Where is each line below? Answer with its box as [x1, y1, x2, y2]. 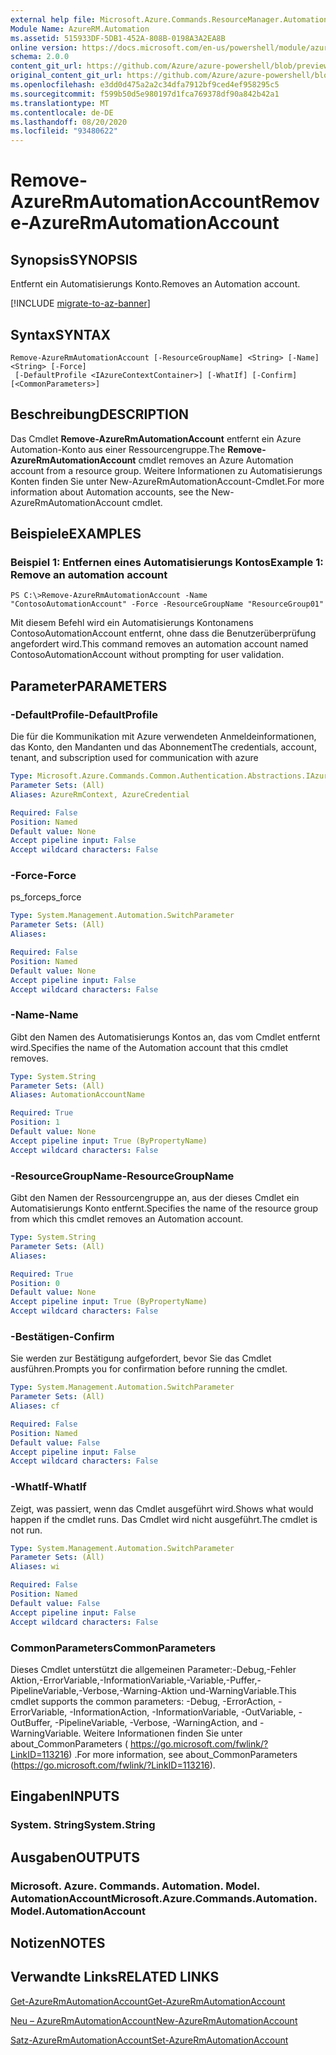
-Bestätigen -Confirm [10, 1329, 115, 1343]
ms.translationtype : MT [10, 98, 110, 108]
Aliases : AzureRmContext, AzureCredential [10, 789, 190, 800]
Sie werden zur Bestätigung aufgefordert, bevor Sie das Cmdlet [10, 1352, 272, 1365]
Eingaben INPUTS [10, 1788, 120, 1805]
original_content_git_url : [10, 71, 123, 81]
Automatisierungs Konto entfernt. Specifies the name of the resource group [10, 1202, 319, 1215]
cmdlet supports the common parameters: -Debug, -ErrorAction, [10, 1695, 277, 1707]
